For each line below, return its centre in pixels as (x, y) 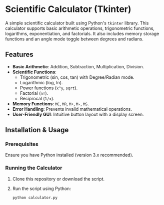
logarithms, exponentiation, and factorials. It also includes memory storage (82, 33)
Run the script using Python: (41, 189)
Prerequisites (22, 144)
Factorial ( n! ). (34, 93)
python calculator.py (35, 198)
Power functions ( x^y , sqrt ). (49, 88)
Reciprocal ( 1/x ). (37, 98)
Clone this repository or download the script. (58, 179)
